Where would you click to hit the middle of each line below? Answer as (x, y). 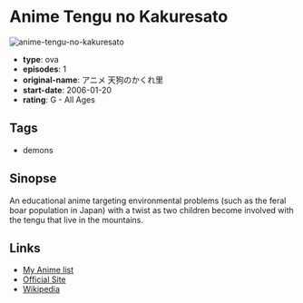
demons (38, 150)
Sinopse (33, 179)
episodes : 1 (44, 69)
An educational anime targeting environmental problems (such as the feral (148, 200)
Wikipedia (41, 289)
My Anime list (48, 270)
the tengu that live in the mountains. (76, 220)
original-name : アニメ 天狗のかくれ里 (93, 80)
